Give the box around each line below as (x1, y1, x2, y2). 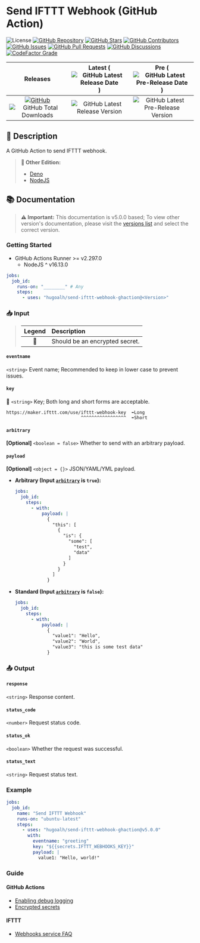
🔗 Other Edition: (20, 158, 61, 165)
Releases (24, 75, 51, 83)
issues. (6, 372, 24, 379)
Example (6, 785, 32, 794)
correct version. (20, 226, 60, 234)
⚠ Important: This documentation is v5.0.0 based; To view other (20, 213, 180, 220)
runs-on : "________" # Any (17, 284, 84, 290)
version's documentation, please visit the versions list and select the (20, 220, 189, 227)
